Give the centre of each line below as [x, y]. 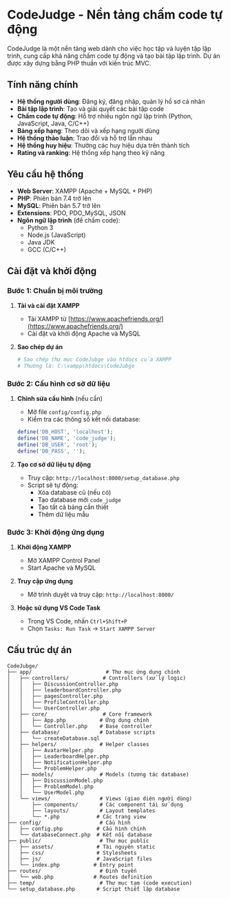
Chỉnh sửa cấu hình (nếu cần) [60, 399]
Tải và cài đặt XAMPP [49, 306]
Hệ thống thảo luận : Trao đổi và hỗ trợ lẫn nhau [85, 138]
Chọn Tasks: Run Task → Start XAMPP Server [92, 629]
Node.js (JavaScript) [56, 235]
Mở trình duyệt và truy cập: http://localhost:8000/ [101, 595]
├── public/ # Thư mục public [78, 840]
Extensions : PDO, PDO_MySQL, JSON [71, 213]
